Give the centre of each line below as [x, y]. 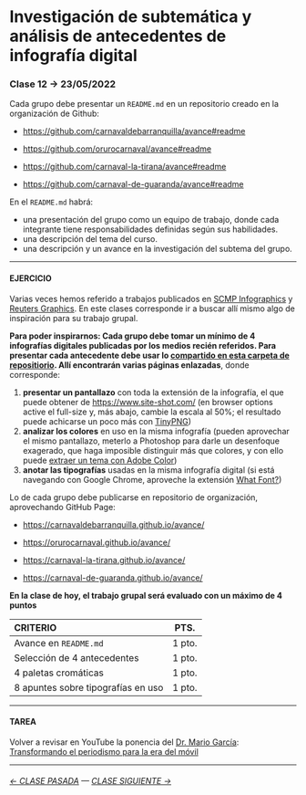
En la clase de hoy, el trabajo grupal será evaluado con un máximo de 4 [146, 595]
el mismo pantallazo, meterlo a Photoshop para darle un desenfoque [151, 441]
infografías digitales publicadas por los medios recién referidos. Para [143, 345]
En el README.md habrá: [51, 202]
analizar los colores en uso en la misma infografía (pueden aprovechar [156, 431]
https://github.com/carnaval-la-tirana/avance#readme [124, 167]
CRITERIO [36, 627]
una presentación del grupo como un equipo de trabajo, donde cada [151, 220]
